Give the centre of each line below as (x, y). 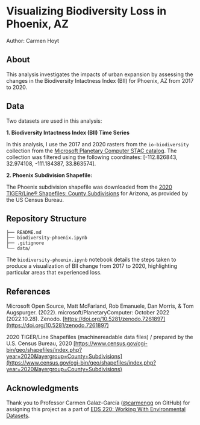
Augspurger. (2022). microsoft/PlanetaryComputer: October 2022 (88, 313)
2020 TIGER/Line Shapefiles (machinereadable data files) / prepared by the (100, 337)
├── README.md (24, 233)
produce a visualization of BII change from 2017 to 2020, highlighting (92, 266)
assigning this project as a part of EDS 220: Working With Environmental (96, 409)
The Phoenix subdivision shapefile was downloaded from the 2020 (89, 187)
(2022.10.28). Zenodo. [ (36, 319)
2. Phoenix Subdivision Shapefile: (49, 175)
